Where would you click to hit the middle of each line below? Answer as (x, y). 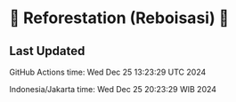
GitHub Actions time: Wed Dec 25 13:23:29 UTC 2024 (108, 72)
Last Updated (47, 51)
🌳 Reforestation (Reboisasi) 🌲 (119, 18)
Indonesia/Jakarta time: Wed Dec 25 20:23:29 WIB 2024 (113, 89)
